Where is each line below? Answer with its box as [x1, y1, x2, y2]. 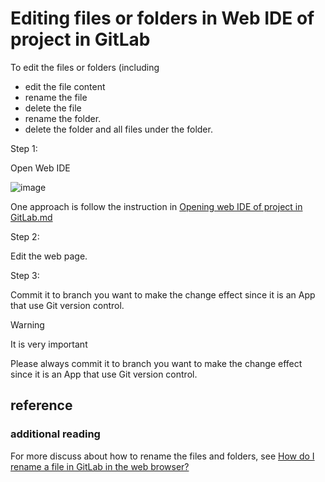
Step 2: [10, 230, 40, 242]
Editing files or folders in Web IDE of [10, 7, 315, 30]
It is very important [10, 338, 88, 350]
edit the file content [24, 80, 106, 92]
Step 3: [10, 269, 40, 281]
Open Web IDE [10, 162, 71, 174]
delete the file [24, 102, 82, 114]
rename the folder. [24, 112, 102, 124]
